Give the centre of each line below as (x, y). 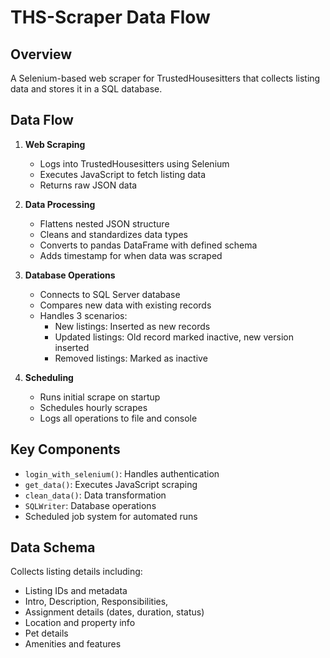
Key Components (65, 449)
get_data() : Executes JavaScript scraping (111, 484)
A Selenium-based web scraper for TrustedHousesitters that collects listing (165, 78)
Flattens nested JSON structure (104, 223)
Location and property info (80, 623)
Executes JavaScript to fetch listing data (123, 174)
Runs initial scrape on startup (100, 397)
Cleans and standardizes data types (113, 234)
